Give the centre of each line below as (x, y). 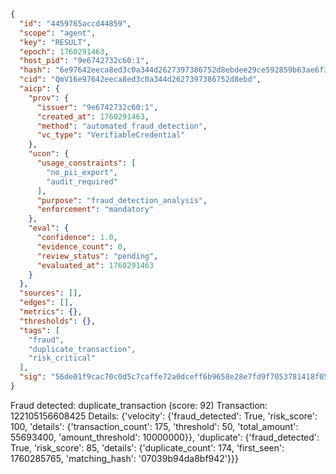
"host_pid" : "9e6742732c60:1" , (84, 61)
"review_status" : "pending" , (97, 256)
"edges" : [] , (46, 303)
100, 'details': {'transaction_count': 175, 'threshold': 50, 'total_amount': (154, 426)
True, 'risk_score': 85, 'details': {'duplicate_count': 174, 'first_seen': (147, 447)
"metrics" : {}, (51, 312)
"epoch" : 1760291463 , (64, 51)
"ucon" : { (49, 154)
